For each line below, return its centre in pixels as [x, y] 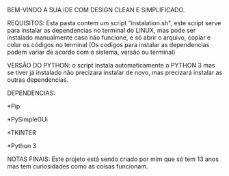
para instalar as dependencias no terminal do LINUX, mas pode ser [102, 30]
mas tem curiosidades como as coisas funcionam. [78, 166]
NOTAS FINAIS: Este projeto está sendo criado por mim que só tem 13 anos [113, 159]
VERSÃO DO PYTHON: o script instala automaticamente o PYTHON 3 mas [111, 65]
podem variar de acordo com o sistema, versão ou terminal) [91, 52]
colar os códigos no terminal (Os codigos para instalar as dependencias [108, 45]
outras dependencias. [38, 80]
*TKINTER [22, 133]
